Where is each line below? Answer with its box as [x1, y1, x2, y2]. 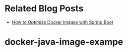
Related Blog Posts [4, 3, 84, 14]
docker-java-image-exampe [4, 36, 124, 48]
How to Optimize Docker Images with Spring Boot [11, 19, 114, 25]
